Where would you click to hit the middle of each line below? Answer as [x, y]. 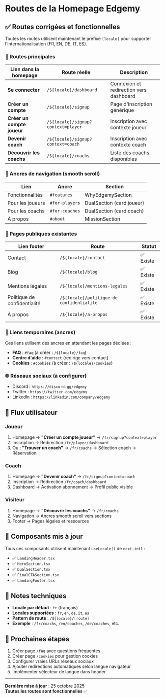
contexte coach [128, 145]
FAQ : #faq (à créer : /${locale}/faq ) [49, 352]
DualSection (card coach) [114, 211]
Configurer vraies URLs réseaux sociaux [53, 662]
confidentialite [79, 303]
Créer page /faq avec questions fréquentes [56, 651]
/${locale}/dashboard [72, 90]
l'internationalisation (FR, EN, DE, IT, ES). [46, 44]
